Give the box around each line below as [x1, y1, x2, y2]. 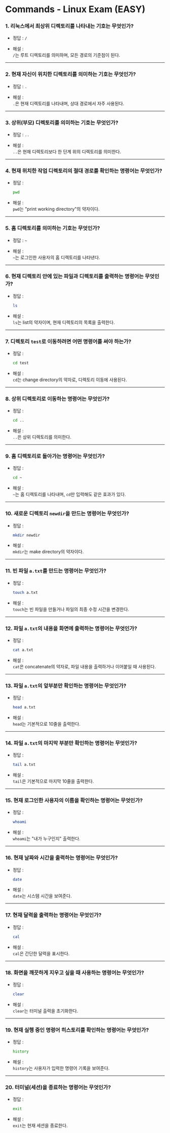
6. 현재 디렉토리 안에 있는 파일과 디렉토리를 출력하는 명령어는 [5, 273, 144, 280]
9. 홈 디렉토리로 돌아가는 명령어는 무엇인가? [5, 452, 105, 460]
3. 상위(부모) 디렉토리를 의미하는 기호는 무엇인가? [5, 119, 119, 126]
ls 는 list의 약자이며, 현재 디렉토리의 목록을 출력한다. [12, 319, 115, 325]
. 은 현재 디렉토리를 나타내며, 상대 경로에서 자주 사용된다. [12, 100, 124, 106]
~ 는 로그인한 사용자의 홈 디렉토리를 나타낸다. [12, 254, 100, 260]
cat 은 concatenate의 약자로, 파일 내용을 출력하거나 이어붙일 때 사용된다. [12, 663, 156, 669]
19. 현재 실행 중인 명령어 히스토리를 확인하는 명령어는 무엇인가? [5, 1026, 149, 1033]
